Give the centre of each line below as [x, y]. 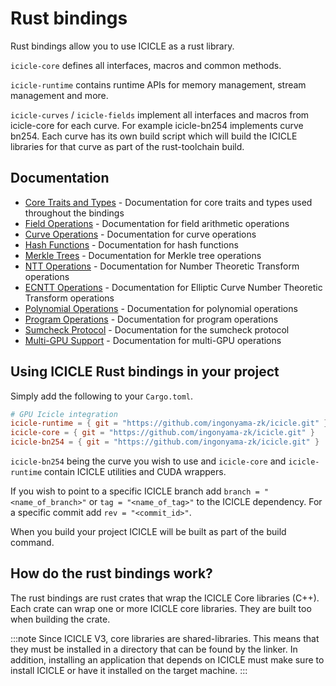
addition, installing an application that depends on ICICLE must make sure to [167, 659]
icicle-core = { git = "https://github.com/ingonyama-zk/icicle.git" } [162, 433]
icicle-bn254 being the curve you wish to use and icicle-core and [148, 461]
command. [32, 543]
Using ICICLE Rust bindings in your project [145, 372]
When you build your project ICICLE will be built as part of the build [148, 532]
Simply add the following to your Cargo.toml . [101, 396]
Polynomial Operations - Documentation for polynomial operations [161, 308]
